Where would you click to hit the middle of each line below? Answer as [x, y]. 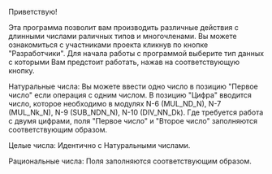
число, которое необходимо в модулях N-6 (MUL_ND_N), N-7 [115, 104]
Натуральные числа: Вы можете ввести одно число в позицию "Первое [133, 86]
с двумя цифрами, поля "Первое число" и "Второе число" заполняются [133, 121]
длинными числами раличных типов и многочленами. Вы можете [123, 36]
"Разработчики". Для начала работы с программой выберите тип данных [136, 53]
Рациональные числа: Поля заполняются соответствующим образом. [130, 161]
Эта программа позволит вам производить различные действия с [124, 27]
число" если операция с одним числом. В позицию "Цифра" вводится [130, 95]
